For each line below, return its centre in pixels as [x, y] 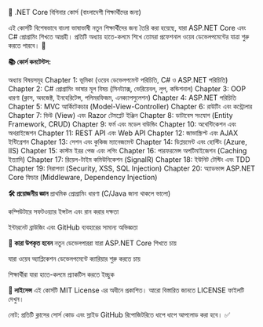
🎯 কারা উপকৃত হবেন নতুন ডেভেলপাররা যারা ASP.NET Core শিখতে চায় [92, 243]
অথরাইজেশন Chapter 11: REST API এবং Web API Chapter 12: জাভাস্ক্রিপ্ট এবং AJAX [123, 133]
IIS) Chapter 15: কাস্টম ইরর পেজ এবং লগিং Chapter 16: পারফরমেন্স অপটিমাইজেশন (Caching [128, 151]
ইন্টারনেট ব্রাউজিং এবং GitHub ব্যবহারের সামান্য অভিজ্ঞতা [73, 227]
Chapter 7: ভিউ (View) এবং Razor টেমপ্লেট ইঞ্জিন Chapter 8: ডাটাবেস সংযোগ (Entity [121, 115]
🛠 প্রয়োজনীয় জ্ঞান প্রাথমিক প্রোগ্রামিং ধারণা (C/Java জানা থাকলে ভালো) [89, 193]
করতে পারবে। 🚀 [27, 46]
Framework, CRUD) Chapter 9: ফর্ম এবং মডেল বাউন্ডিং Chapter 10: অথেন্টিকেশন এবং [122, 124]
